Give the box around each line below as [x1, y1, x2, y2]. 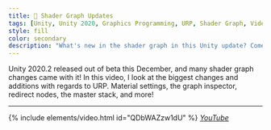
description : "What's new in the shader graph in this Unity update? [8, 42, 248, 50]
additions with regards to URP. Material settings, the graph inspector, [8, 82, 238, 91]
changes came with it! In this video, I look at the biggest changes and [8, 73, 239, 82]
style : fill [8, 27, 48, 35]
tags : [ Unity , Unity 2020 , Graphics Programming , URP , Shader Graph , [8, 19, 248, 27]
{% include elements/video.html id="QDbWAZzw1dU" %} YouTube [8, 113, 230, 123]
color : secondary [8, 34, 67, 43]
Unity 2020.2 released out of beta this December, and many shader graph [8, 64, 254, 73]
